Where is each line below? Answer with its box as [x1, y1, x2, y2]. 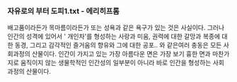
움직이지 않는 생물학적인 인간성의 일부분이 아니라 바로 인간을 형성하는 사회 [20, 58, 225, 67]
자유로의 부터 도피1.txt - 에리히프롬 [7, 6, 120, 15]
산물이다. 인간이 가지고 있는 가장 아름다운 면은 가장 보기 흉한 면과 [31, 50, 211, 58]
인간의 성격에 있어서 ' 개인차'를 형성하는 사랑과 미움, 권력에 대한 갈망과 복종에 [7, 32, 221, 41]
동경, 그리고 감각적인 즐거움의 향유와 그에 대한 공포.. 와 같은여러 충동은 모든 [14, 41, 222, 50]
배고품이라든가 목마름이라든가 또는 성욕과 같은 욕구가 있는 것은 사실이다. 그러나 [7, 23, 225, 32]
